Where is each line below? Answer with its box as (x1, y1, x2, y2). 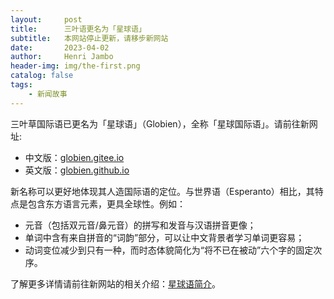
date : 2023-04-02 (10, 42, 110, 53)
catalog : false (10, 71, 74, 81)
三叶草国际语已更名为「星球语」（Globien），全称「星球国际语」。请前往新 (10, 117, 310, 130)
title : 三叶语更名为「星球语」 (10, 24, 147, 34)
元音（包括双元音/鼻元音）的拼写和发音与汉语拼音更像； (24, 219, 257, 231)
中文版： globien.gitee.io (24, 151, 125, 163)
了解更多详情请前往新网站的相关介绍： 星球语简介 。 (10, 277, 221, 290)
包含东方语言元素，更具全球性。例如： (27, 197, 186, 210)
